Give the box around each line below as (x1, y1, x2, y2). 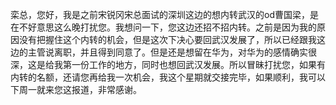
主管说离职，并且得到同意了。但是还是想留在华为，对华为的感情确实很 (27, 46, 317, 58)
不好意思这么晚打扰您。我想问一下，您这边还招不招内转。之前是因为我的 (18, 21, 317, 33)
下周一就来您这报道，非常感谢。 (10, 84, 142, 95)
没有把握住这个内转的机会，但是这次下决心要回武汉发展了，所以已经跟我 (18, 34, 317, 45)
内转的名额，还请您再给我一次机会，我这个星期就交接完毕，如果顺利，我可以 (10, 71, 326, 83)
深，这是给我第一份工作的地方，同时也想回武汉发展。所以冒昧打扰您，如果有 (10, 59, 326, 70)
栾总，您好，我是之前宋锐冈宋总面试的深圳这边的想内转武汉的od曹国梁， (10, 9, 310, 20)
